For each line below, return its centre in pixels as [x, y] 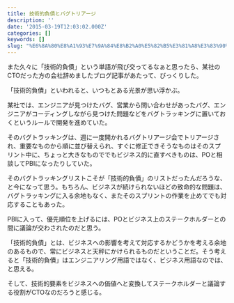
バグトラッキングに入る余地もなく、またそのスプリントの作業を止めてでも [114, 195]
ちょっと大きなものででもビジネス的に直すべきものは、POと [130, 155]
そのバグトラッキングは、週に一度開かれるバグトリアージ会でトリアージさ [114, 137]
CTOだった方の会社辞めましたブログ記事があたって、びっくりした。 [105, 75]
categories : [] [29, 33]
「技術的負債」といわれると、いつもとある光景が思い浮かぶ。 [95, 90]
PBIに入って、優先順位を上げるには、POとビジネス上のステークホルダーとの [117, 219]
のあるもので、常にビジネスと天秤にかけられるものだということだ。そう [111, 251]
